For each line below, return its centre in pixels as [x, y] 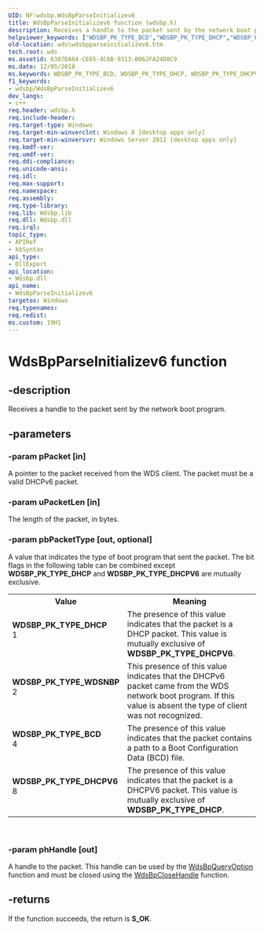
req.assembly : [31, 198]
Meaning [189, 601]
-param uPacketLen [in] [54, 502]
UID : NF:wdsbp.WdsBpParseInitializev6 [71, 15]
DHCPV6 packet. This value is [182, 789]
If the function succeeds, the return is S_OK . [80, 918]
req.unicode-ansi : [38, 169]
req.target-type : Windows [50, 125]
